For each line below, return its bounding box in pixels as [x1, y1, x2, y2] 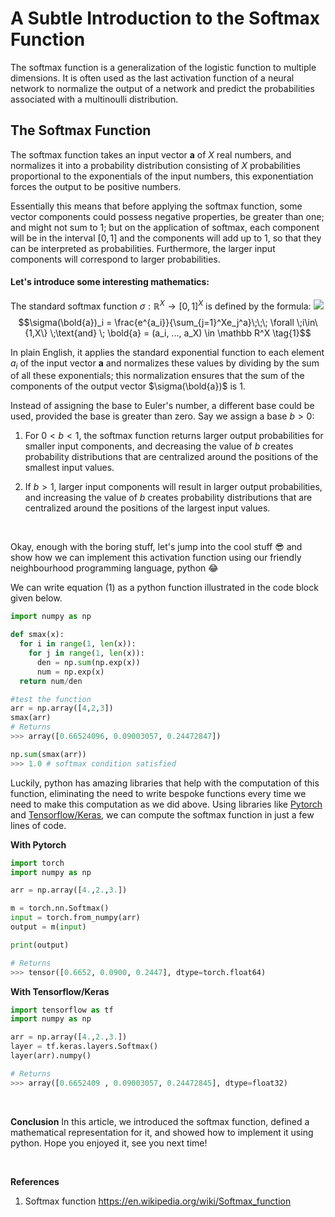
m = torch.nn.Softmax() [10, 903, 110, 914]
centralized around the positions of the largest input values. [24, 502, 271, 514]
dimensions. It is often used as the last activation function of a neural [10, 72, 295, 84]
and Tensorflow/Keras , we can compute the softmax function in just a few [10, 808, 315, 821]
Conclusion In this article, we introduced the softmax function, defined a [10, 1115, 310, 1127]
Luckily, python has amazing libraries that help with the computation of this [10, 777, 320, 789]
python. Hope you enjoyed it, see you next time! [10, 1137, 208, 1149]
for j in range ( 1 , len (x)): [28, 648, 145, 659]
